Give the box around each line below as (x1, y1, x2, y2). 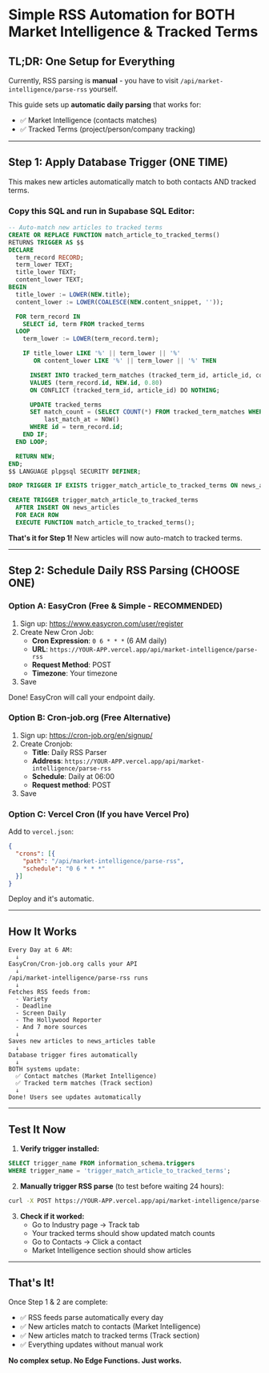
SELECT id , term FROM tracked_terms (22, 320, 146, 328)
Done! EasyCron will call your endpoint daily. (8, 692, 155, 702)
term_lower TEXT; (15, 260, 74, 269)
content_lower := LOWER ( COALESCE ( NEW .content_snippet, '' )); (15, 298, 224, 306)
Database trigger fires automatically (8, 1052, 138, 1060)
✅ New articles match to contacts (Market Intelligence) (19, 1322, 202, 1331)
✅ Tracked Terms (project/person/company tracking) (19, 124, 196, 134)
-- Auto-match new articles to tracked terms (8, 224, 163, 232)
